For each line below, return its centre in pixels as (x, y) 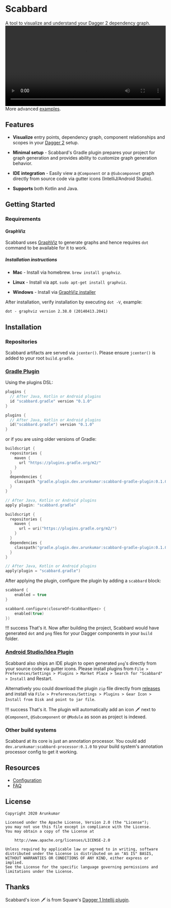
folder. (12, 639)
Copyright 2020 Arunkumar (33, 813)
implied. (15, 863)
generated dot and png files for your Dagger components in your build (79, 634)
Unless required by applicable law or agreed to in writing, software (82, 849)
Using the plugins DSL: (29, 383)
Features (20, 125)
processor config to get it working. (41, 752)
